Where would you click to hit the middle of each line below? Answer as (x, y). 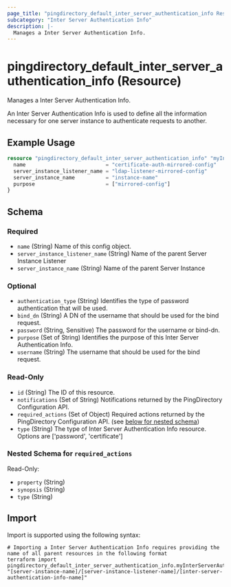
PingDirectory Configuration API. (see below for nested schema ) (108, 421)
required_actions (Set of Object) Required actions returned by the (111, 414)
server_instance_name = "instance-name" (86, 177)
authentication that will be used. (62, 308)
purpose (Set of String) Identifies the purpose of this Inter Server (108, 337)
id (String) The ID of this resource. (66, 392)
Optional (22, 286)
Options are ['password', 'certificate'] (70, 436)
